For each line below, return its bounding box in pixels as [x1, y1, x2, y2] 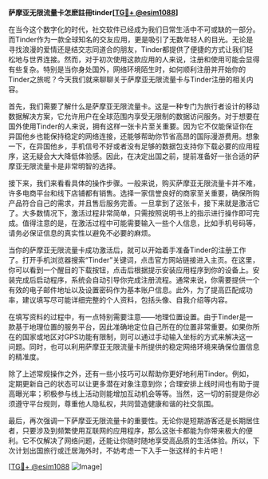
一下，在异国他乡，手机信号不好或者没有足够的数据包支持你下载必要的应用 [8, 141, 253, 151]
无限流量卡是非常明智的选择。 [22, 161, 120, 171]
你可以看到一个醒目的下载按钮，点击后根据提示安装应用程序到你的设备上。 [8, 265, 253, 275]
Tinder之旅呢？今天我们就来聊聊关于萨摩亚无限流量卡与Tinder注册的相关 [8, 75, 247, 84]
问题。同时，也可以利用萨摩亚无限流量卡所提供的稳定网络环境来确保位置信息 [8, 342, 260, 351]
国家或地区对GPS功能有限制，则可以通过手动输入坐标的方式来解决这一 [22, 332, 254, 342]
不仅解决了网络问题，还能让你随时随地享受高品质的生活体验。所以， [29, 436, 253, 445]
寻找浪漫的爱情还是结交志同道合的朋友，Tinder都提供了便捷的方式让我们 [8, 45, 246, 54]
